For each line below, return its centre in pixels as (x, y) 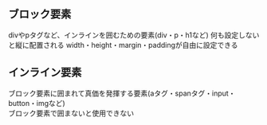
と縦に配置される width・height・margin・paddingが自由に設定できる (123, 45)
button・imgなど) (37, 103)
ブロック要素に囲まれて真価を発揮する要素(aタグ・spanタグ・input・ (122, 93)
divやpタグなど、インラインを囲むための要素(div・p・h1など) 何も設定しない (134, 35)
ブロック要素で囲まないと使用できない (71, 113)
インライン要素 (45, 73)
